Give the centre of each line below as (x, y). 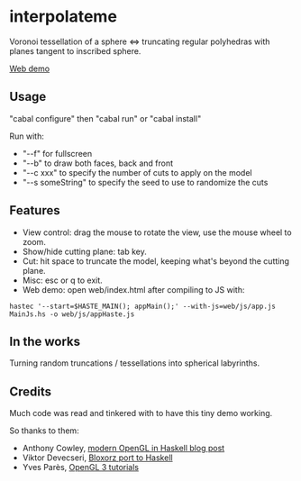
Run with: (27, 136)
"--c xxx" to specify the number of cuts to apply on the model (137, 172)
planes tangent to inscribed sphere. (75, 50)
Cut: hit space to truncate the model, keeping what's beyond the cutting (156, 261)
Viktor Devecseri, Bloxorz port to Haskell (97, 458)
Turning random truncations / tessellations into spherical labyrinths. (135, 363)
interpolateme (63, 17)
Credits (31, 391)
